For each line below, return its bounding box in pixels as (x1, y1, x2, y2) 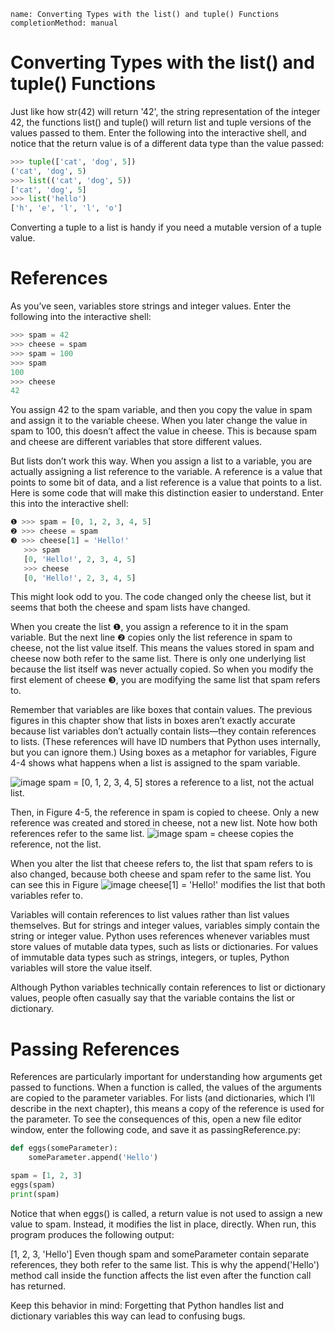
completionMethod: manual (10, 18, 118, 28)
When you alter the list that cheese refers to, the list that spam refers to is (10, 858, 313, 870)
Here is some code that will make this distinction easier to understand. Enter (10, 487, 324, 499)
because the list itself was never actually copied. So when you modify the (10, 663, 314, 675)
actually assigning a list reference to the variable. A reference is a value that (10, 466, 323, 478)
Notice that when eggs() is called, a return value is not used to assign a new (10, 1207, 323, 1219)
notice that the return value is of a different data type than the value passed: (10, 137, 325, 149)
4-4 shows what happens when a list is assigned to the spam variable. (10, 757, 301, 769)
